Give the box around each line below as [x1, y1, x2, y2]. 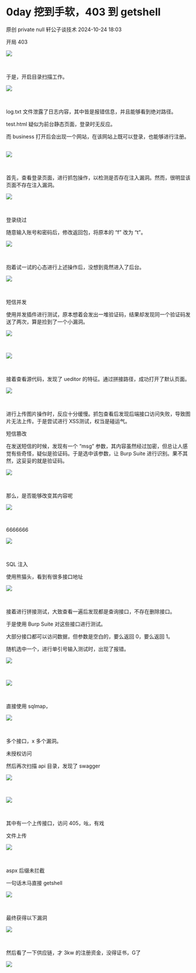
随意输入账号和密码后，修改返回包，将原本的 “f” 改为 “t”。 [6, 228, 146, 235]
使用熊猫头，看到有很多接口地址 [6, 573, 83, 580]
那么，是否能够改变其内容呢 [6, 492, 73, 499]
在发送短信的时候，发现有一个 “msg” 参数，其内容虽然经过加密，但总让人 [6, 442, 183, 450]
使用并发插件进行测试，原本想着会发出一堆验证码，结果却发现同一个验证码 [6, 310, 185, 317]
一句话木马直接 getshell [6, 879, 63, 886]
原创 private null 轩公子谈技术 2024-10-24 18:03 [6, 26, 122, 33]
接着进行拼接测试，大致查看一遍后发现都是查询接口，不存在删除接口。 [6, 608, 176, 615]
